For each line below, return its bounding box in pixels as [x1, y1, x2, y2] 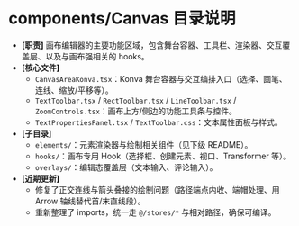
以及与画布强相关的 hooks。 [45, 50, 149, 61]
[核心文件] [21, 62, 60, 73]
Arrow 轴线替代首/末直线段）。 [34, 195, 146, 206]
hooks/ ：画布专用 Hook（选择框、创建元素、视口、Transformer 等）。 [34, 150, 292, 161]
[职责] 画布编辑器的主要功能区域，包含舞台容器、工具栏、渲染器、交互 [21, 40, 283, 50]
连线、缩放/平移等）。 [34, 85, 113, 95]
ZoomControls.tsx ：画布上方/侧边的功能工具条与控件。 [34, 105, 238, 116]
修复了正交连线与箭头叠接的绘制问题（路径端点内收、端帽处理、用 [34, 184, 280, 194]
